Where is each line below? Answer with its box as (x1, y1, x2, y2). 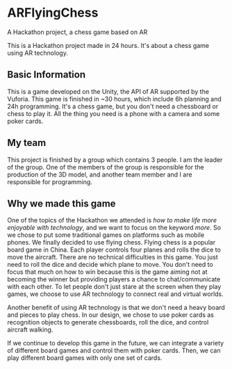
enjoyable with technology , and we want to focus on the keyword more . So (7, 224, 221, 232)
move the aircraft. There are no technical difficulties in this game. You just (7, 253, 218, 261)
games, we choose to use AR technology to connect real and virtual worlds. (7, 290, 224, 298)
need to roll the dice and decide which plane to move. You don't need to (7, 261, 213, 269)
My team (7, 137, 47, 149)
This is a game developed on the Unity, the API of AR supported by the (7, 87, 210, 95)
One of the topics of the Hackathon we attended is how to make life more (7, 216, 217, 224)
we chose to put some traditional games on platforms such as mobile (7, 231, 205, 239)
